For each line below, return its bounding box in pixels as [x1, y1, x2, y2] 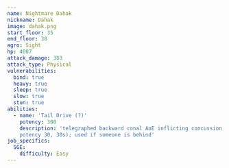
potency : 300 [19, 118, 57, 125]
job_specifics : [7, 138, 51, 145]
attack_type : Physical [7, 61, 72, 68]
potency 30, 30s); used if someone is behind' [19, 131, 155, 138]
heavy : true [13, 80, 48, 87]
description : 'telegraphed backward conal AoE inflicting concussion [19, 125, 223, 132]
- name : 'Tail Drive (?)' [13, 112, 88, 119]
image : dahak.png [7, 23, 57, 29]
